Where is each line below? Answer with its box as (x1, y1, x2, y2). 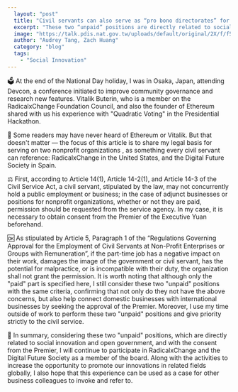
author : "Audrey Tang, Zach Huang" (13, 37, 119, 44)
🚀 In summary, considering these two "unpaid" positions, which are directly (7, 331, 227, 339)
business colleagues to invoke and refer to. (7, 376, 133, 384)
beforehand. (7, 219, 44, 228)
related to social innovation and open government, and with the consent (7, 338, 217, 347)
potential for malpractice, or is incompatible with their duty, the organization (7, 264, 229, 273)
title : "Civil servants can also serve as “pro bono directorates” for (13, 17, 230, 24)
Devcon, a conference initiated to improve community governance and (7, 87, 213, 95)
